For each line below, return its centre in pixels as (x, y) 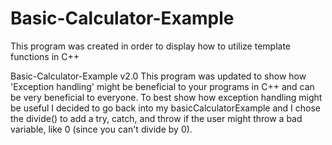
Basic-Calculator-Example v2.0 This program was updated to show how (158, 76)
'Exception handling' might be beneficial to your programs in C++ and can (162, 86)
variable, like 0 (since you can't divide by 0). (101, 129)
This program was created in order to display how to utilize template (150, 46)
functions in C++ (45, 56)
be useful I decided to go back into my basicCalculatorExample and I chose (166, 108)
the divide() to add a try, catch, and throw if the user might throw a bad (156, 118)
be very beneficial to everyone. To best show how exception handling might (166, 97)
